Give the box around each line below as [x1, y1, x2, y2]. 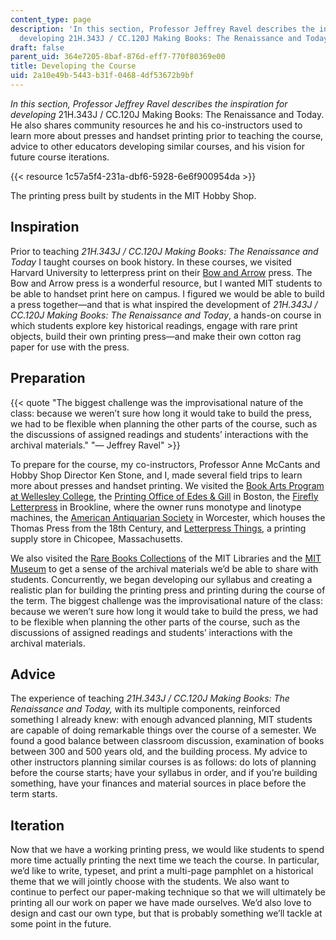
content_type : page [10, 14, 92, 25]
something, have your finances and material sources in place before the [10, 777, 307, 790]
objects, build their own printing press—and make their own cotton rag [10, 330, 302, 342]
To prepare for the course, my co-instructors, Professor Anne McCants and [10, 458, 321, 470]
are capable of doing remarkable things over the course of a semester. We [10, 724, 317, 736]
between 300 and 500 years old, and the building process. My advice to [10, 746, 308, 758]
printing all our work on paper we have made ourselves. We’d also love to [10, 897, 312, 909]
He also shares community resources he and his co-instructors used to [10, 119, 303, 131]
